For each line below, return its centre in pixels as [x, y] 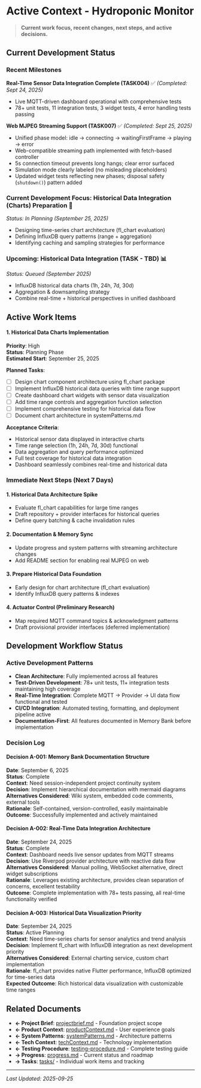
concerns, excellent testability [43, 886]
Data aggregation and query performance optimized [79, 452]
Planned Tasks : [26, 370]
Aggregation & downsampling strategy [62, 292]
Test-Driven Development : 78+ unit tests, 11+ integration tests [92, 682]
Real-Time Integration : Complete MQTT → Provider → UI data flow [98, 695]
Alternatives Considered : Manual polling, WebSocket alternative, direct [95, 867]
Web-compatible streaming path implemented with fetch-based [93, 150]
